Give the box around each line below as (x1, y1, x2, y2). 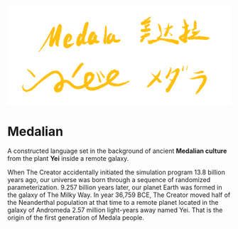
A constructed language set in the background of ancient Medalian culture (7, 147, 227, 155)
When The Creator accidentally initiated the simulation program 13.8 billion (7, 168, 225, 176)
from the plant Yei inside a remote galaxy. (7, 154, 129, 163)
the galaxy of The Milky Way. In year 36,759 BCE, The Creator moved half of (7, 191, 231, 199)
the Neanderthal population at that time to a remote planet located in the (7, 198, 219, 207)
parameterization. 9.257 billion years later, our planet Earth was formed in (7, 183, 222, 192)
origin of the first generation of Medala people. (7, 213, 144, 222)
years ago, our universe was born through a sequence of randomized (7, 176, 211, 184)
